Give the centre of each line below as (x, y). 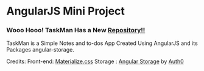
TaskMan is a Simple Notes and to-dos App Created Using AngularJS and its (102, 43)
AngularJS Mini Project (65, 11)
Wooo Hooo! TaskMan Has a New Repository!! (76, 30)
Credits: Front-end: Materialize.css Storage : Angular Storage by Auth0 (95, 61)
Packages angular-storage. (40, 50)
